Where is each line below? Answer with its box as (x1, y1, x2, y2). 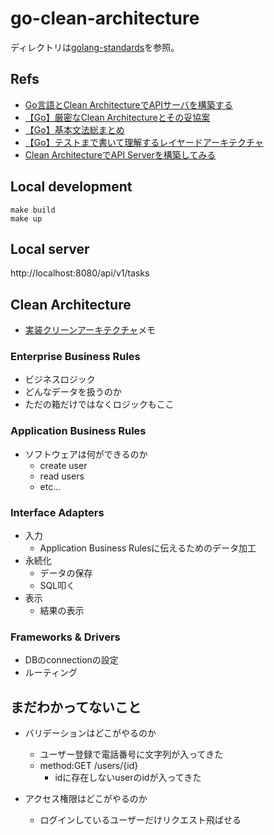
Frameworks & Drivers (10, 630, 121, 644)
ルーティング (24, 667, 78, 679)
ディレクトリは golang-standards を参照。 (10, 41, 180, 53)
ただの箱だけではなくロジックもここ (24, 398, 175, 411)
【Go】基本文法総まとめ (24, 123, 125, 136)
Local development (10, 178, 133, 196)
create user (39, 459, 88, 471)
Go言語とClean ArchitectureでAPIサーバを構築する (24, 98, 233, 111)
